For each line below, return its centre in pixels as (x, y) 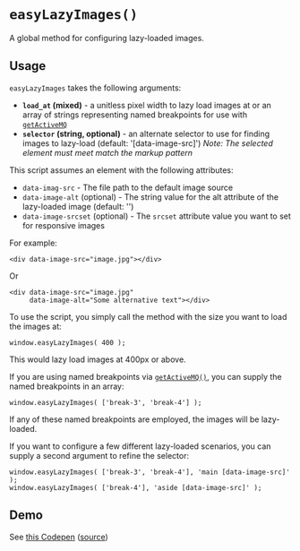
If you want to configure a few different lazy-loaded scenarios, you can (140, 446)
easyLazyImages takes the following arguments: (95, 88)
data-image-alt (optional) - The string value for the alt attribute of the (150, 197)
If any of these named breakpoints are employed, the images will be (134, 419)
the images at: (36, 326)
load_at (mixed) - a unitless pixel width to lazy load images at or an (146, 105)
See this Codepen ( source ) (59, 537)
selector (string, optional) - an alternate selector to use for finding (146, 133)
